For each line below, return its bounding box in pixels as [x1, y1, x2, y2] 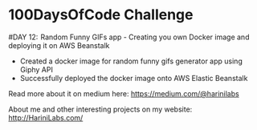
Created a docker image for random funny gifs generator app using [19, 56, 243, 66]
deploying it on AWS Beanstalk [8, 40, 110, 50]
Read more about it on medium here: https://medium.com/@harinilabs [8, 88, 239, 98]
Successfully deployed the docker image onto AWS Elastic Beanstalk [19, 73, 248, 83]
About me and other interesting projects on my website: [8, 104, 193, 114]
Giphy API [19, 64, 54, 74]
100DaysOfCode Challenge [8, 6, 194, 24]
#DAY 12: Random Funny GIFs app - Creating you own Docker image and [8, 32, 250, 42]
